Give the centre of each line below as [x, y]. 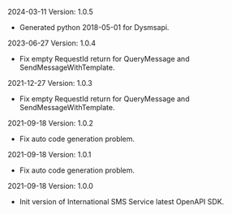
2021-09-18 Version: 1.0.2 [51, 123]
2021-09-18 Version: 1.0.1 [49, 154]
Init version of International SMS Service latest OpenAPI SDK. [122, 201]
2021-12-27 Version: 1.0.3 [50, 83]
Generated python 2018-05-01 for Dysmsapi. [94, 27]
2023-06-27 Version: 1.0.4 [52, 43]
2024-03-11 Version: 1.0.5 [51, 12]
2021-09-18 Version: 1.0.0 [51, 186]
